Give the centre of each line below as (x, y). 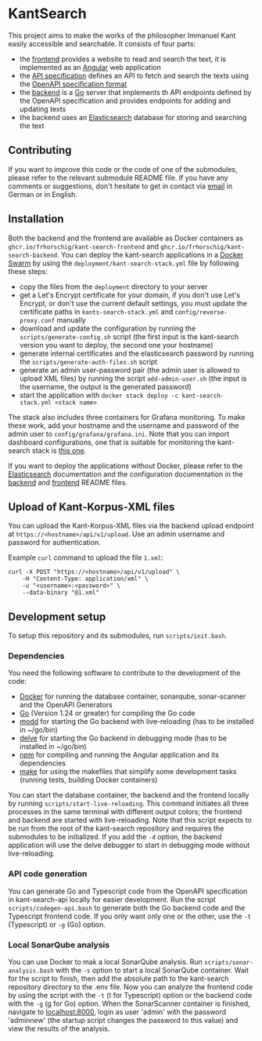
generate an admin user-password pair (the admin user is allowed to (129, 370)
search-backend (33, 255)
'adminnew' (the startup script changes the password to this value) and (123, 1021)
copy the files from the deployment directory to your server (113, 287)
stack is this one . (59, 450)
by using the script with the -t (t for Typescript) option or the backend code (130, 995)
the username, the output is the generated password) (105, 386)
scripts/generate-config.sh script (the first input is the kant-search (129, 336)
